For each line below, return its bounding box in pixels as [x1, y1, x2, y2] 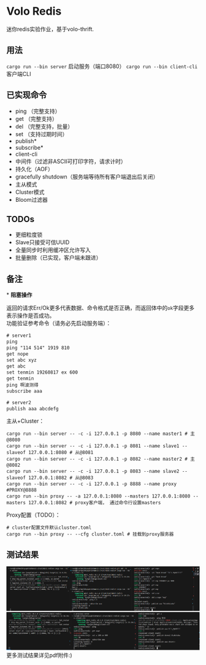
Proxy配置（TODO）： [6, 511, 61, 519]
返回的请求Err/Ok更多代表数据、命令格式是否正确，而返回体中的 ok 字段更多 [6, 304, 195, 312]
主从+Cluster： [6, 417, 45, 425]
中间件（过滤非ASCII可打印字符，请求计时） [15, 158, 127, 165]
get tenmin [6, 375, 34, 382]
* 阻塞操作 [6, 291, 32, 299]
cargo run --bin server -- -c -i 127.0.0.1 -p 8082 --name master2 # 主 [6, 456, 195, 463]
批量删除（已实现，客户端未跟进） [15, 254, 102, 261]
